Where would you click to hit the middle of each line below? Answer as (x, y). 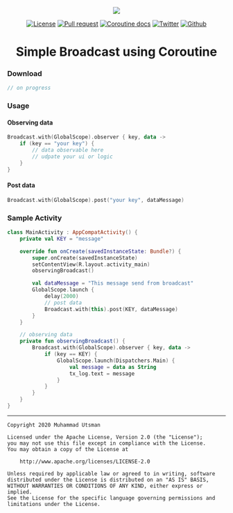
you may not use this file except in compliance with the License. (107, 443)
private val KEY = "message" (62, 239)
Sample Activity (35, 218)
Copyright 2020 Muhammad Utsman (54, 425)
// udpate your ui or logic (72, 157)
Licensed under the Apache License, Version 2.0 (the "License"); (105, 437)
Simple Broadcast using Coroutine (116, 52)
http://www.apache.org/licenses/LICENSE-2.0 (85, 461)
